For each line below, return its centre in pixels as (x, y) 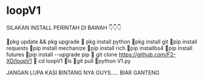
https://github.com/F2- (148, 54)
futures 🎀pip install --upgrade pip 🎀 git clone (62, 54)
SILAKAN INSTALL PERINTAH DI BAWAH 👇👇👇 (64, 27)
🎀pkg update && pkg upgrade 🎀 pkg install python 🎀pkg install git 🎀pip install (102, 41)
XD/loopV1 (19, 60)
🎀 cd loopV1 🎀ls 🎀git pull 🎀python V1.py (82, 60)
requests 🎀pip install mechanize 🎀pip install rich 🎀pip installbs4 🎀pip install (99, 48)
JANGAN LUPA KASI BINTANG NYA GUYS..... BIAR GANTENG (83, 73)
